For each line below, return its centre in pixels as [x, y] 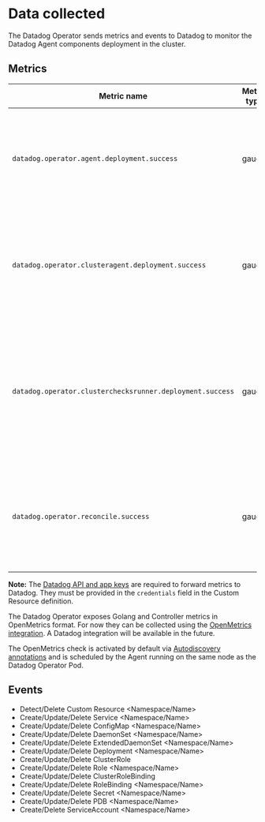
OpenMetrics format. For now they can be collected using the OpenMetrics [130, 625]
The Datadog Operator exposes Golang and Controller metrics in [113, 616]
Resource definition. [41, 601]
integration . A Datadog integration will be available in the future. [112, 633]
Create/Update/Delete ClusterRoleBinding [88, 776]
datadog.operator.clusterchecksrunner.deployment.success [123, 391]
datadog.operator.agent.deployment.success [95, 158]
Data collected [57, 14]
